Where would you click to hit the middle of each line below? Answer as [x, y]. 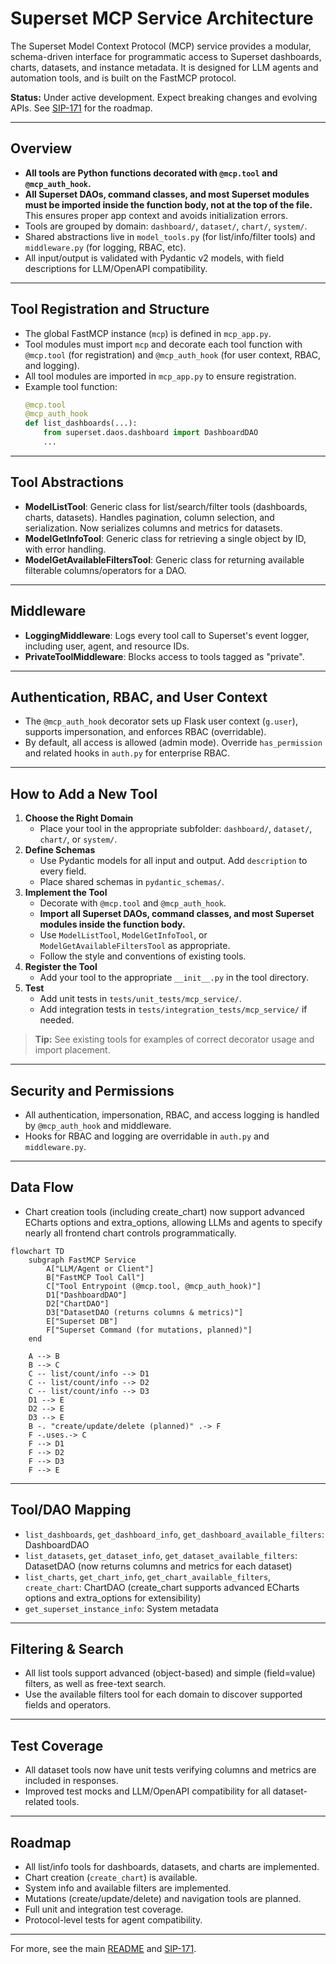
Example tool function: [71, 386]
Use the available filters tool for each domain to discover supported [163, 1694]
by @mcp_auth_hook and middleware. [98, 1125]
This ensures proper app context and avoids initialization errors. [156, 215]
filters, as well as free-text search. [95, 1684]
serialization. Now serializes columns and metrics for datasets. [153, 528]
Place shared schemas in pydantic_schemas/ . [132, 882]
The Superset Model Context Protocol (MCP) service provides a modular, [161, 46]
